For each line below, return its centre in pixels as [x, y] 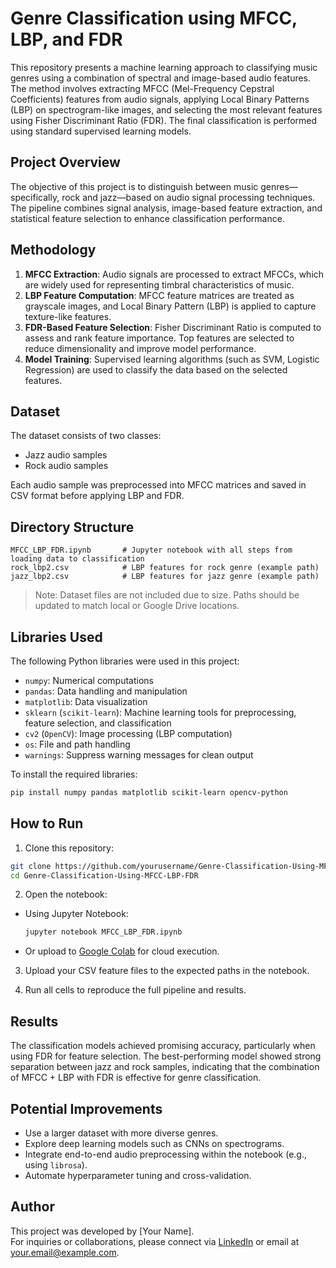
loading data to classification [77, 559]
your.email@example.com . [65, 1252]
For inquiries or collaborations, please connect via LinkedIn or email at [155, 1241]
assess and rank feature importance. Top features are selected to [159, 338]
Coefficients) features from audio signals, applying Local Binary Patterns [160, 99]
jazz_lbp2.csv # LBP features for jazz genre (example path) [165, 577]
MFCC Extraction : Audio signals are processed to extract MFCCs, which [174, 274]
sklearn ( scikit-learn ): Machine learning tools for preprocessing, [160, 712]
